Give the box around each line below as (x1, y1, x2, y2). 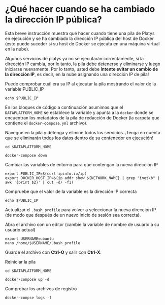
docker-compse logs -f (5, 295, 52, 300)
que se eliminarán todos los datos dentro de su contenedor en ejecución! (5, 135, 154, 141)
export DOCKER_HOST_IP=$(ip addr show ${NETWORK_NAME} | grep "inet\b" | (5, 175, 160, 181)
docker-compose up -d (5, 277, 50, 282)
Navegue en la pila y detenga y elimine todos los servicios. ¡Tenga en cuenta (5, 129, 161, 135)
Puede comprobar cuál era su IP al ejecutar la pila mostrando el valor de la (5, 80, 156, 87)
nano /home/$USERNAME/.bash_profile (5, 240, 80, 245)
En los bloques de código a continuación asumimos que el (5, 104, 123, 110)
